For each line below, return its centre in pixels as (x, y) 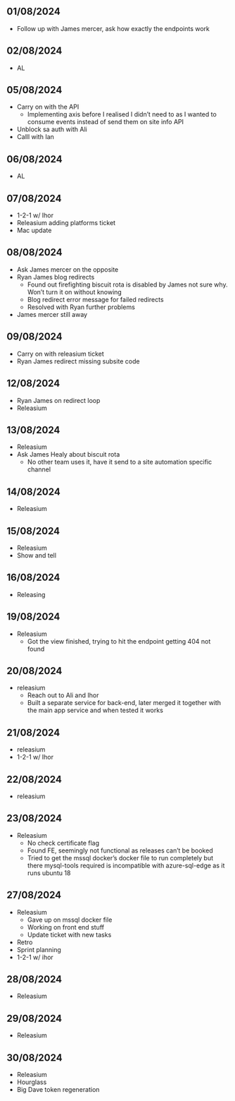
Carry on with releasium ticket (61, 354)
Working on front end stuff (66, 927)
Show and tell (37, 555)
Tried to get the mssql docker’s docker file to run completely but (120, 858)
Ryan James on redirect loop (58, 400)
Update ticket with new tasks (69, 934)
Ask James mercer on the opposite (68, 269)
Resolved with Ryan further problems (81, 307)
